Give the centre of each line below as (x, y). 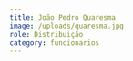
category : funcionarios (55, 43)
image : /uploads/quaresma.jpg (67, 26)
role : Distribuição (46, 34)
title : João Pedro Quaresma (63, 17)
